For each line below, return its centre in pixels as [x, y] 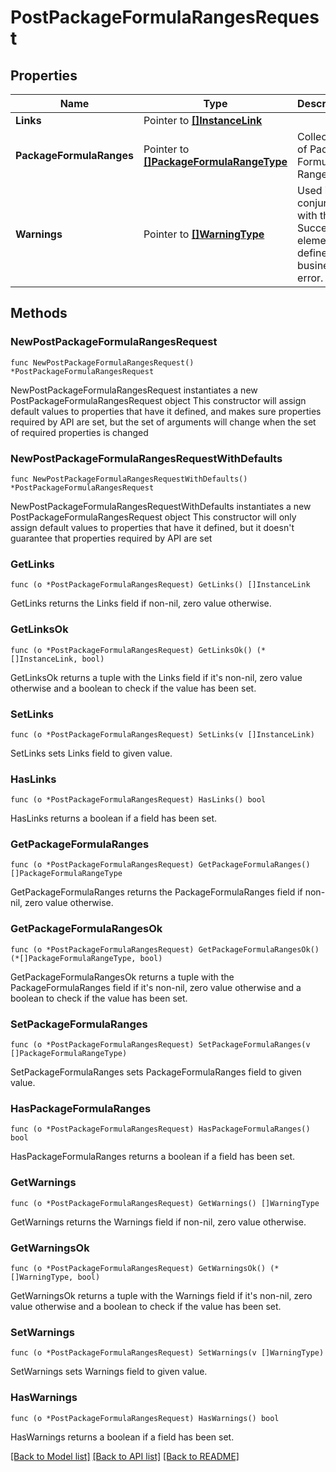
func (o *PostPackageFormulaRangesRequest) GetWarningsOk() [138, 1268]
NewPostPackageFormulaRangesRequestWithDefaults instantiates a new [161, 506]
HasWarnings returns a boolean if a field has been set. [122, 1437]
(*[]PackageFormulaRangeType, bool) [86, 958]
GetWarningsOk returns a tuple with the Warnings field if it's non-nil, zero [161, 1295]
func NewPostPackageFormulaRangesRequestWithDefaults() [129, 479]
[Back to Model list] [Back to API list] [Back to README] [125, 1456]
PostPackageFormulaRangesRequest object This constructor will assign [158, 400]
